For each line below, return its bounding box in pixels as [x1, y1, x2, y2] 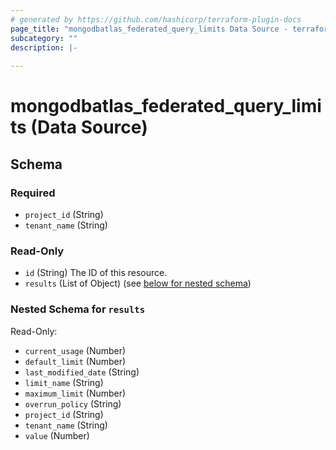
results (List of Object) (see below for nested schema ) [24, 277, 252, 290]
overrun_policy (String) [24, 397, 122, 410]
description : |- [10, 42, 78, 53]
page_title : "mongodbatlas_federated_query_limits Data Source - [10, 24, 288, 34]
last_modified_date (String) [24, 366, 140, 378]
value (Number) [24, 429, 90, 441]
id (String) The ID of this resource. [24, 267, 168, 279]
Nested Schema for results [10, 302, 146, 316]
